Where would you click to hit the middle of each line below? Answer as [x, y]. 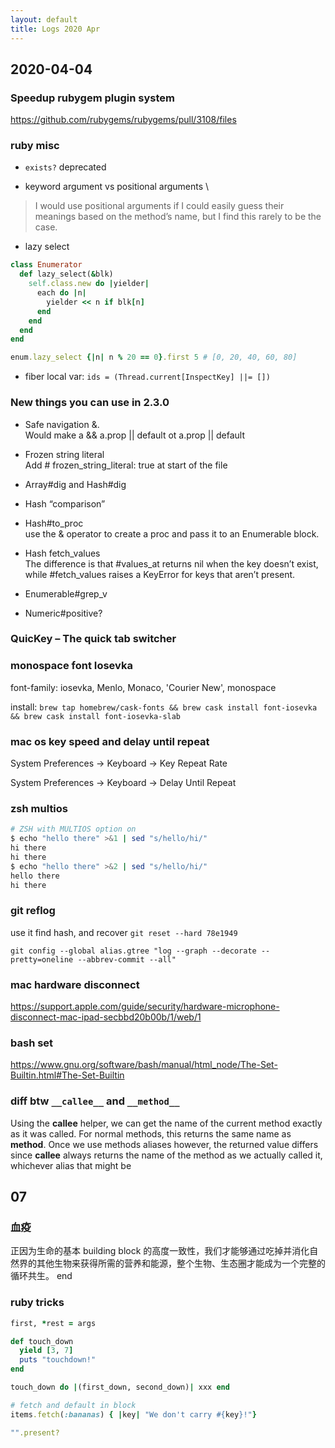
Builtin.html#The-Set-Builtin [67, 1075]
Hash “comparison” [65, 503]
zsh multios [39, 808]
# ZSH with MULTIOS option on [73, 829]
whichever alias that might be [71, 1165]
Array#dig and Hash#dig [75, 484]
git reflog [33, 911]
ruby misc [35, 146]
